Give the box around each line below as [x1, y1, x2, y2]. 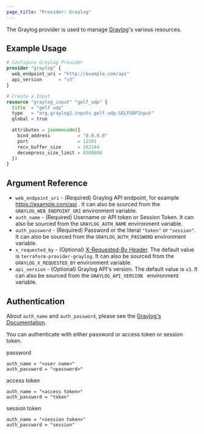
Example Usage [6, 43, 67, 54]
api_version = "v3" [12, 77, 75, 83]
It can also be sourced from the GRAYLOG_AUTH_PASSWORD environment [15, 233, 186, 241]
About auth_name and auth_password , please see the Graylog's [6, 312, 162, 319]
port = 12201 [17, 138, 97, 144]
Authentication [6, 296, 65, 306]
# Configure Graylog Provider [6, 59, 84, 66]
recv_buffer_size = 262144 [17, 144, 100, 150]
